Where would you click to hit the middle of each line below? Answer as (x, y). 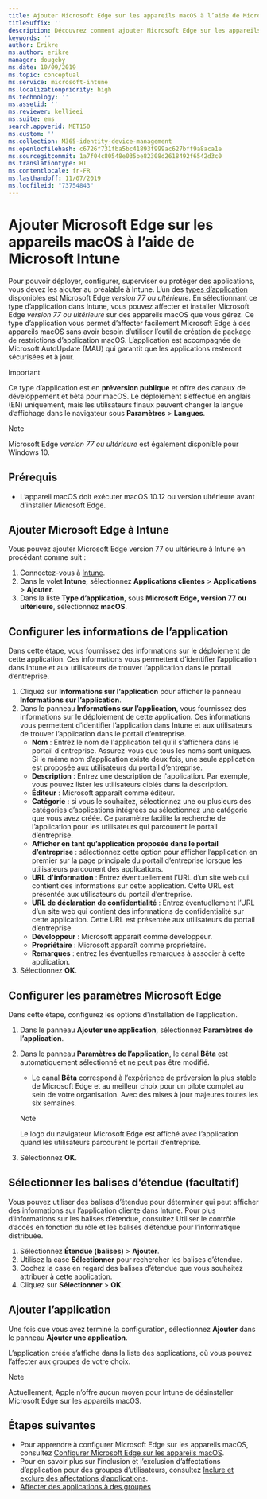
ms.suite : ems (32, 119)
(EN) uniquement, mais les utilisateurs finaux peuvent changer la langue (126, 404)
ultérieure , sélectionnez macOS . (73, 607)
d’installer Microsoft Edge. (62, 505)
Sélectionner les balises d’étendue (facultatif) (124, 1183)
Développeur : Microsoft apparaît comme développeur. (122, 937)
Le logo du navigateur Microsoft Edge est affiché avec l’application (129, 1133)
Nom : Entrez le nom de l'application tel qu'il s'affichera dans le (135, 742)
